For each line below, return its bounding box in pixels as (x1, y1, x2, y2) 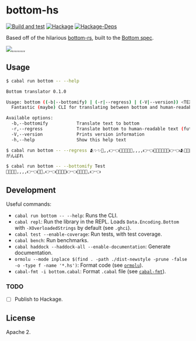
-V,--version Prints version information (11, 131, 145, 137)
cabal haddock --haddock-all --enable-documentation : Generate (14, 243, 171, 250)
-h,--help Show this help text (11, 137, 127, 143)
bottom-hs (6, 4, 59, 17)
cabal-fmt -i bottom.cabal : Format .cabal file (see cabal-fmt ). (14, 267, 166, 275)
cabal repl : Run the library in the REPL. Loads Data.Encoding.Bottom (14, 218, 179, 225)
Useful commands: (6, 200, 51, 208)
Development (6, 185, 57, 195)
